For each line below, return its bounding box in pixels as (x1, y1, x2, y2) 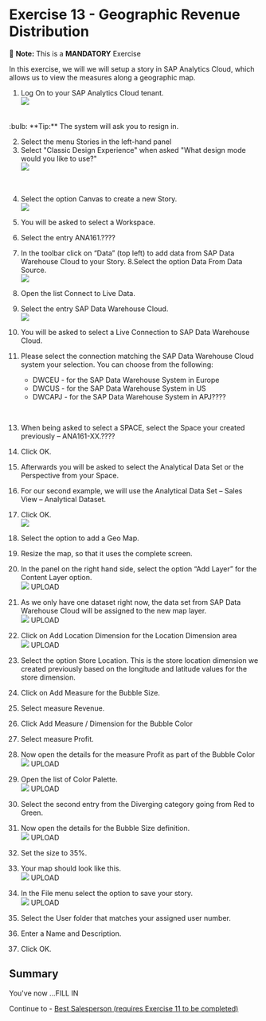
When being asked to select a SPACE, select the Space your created (20, 423, 245, 432)
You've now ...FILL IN (9, 988, 79, 998)
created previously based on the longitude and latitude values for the (20, 664, 248, 673)
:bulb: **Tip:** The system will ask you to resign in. (9, 121, 179, 131)
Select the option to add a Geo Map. (20, 533, 140, 543)
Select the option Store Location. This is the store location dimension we (20, 655, 259, 665)
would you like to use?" (20, 154, 98, 163)
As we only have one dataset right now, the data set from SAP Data (20, 597, 241, 606)
